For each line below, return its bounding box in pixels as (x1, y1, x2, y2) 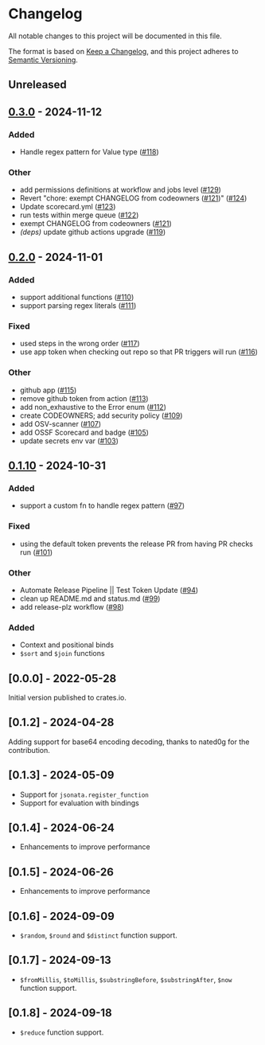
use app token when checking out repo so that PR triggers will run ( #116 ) (19, 347, 259, 357)
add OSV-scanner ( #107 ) (19, 419, 102, 428)
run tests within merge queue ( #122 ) (19, 210, 139, 220)
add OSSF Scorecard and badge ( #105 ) (19, 427, 150, 437)
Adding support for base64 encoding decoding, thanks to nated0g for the (8, 737, 250, 747)
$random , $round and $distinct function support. (19, 930, 177, 940)
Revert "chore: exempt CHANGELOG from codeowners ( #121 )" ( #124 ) (19, 193, 247, 203)
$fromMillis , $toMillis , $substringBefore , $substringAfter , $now (19, 974, 232, 984)
